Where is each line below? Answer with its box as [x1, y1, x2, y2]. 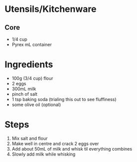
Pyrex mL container [11, 42, 52, 48]
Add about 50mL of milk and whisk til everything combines [11, 146, 133, 152]
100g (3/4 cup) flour [11, 75, 53, 81]
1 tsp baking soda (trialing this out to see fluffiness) [11, 96, 117, 102]
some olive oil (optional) [11, 102, 61, 108]
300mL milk [11, 86, 36, 92]
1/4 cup [11, 36, 28, 42]
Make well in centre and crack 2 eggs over [11, 140, 99, 147]
